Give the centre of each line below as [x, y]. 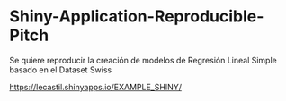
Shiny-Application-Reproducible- [137, 17]
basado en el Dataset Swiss [61, 70]
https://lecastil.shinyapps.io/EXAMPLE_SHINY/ [96, 87]
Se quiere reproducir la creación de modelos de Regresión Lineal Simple [143, 60]
